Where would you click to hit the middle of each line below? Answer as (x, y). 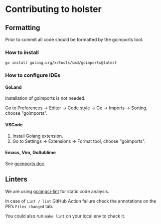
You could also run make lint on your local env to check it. (65, 216)
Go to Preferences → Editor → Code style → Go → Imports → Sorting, (77, 108)
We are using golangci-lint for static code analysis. (57, 191)
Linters (16, 179)
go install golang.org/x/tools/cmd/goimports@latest (61, 63)
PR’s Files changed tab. (29, 206)
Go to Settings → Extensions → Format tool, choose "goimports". (79, 141)
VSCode (14, 125)
